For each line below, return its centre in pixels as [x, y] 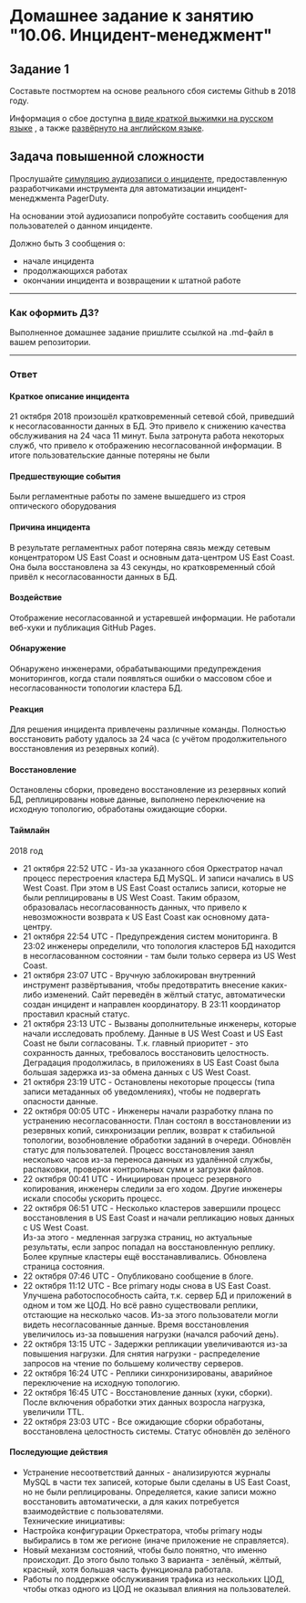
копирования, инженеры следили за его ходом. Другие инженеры [152, 1188]
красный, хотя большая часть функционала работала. [128, 1569]
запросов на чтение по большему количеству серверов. [133, 1363]
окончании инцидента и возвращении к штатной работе [132, 280]
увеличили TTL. [53, 1411]
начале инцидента [58, 260]
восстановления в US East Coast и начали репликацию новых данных [158, 1218]
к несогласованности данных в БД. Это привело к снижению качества [148, 427]
